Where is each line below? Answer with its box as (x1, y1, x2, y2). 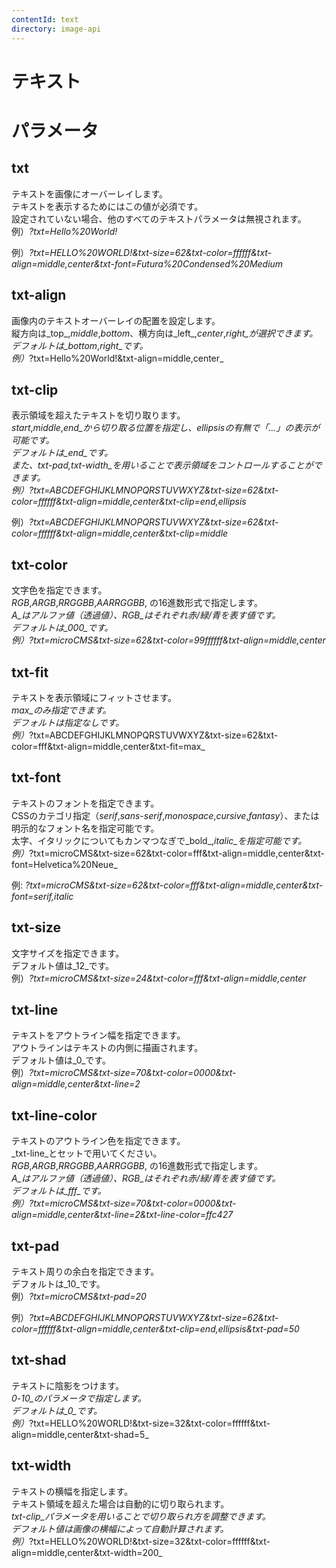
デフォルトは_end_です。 (11, 447, 114, 459)
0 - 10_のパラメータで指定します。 (11, 1392, 147, 1404)
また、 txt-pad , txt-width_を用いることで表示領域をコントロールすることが (11, 459, 314, 471)
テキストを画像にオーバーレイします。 (11, 187, 169, 200)
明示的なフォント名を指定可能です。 (11, 822, 160, 834)
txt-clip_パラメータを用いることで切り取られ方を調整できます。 (11, 1510, 271, 1522)
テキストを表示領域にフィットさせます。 (11, 691, 177, 703)
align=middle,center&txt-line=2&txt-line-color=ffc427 (11, 1209, 234, 1221)
